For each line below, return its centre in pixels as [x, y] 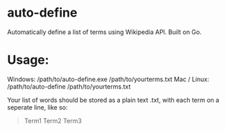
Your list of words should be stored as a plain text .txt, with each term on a [113, 100]
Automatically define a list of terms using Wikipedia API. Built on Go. [105, 32]
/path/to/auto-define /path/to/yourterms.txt [69, 86]
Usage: [28, 60]
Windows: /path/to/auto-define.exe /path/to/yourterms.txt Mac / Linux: [108, 79]
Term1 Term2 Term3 [53, 121]
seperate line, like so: [37, 107]
